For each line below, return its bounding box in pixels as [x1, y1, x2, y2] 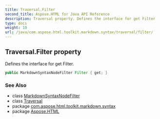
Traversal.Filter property [5, 48, 82, 56]
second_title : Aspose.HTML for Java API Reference [5, 12, 110, 17]
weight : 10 [5, 25, 27, 30]
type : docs [5, 20, 27, 26]
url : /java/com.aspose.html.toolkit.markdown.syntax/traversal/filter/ [5, 30, 153, 35]
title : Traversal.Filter [5, 7, 55, 12]
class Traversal [12, 98, 43, 104]
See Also [5, 81, 27, 88]
